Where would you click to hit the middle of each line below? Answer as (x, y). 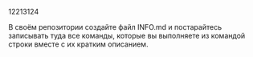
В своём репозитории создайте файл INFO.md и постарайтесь (115, 27)
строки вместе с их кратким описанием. (78, 44)
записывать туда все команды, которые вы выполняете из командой (127, 36)
